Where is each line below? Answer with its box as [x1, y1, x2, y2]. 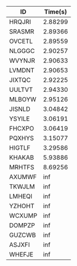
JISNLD [9, 105, 31, 113]
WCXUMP [9, 212, 38, 219]
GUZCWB [9, 231, 36, 239]
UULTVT [9, 86, 33, 94]
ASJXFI [9, 241, 30, 249]
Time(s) [44, 8, 67, 16]
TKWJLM [9, 183, 35, 190]
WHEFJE [9, 250, 34, 258]
